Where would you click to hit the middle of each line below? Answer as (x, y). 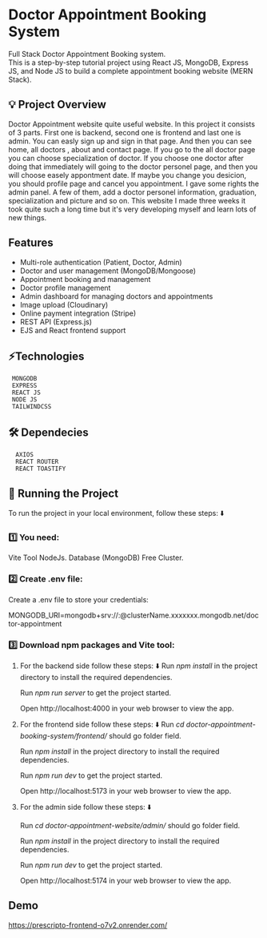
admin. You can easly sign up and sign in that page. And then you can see (130, 141)
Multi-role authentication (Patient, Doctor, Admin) (101, 262)
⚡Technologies (46, 356)
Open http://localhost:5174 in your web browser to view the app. (126, 880)
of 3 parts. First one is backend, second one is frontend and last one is (125, 132)
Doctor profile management (65, 288)
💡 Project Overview (57, 105)
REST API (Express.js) (56, 321)
